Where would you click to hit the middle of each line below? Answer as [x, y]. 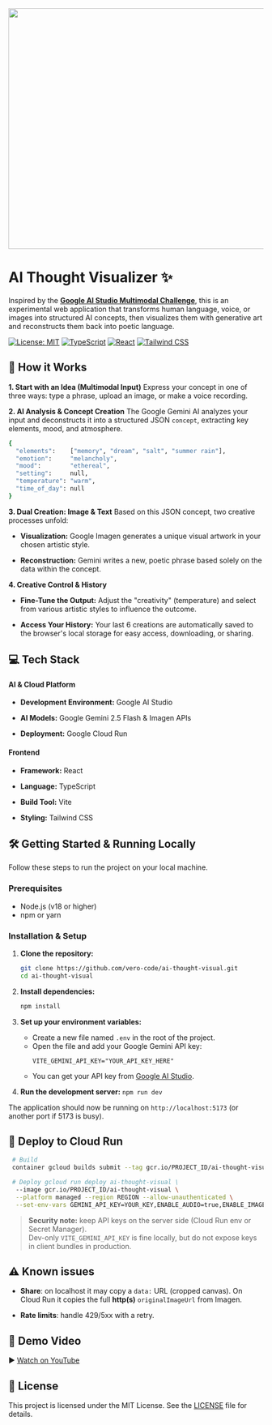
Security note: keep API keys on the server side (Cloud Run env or [140, 1220]
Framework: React [51, 770]
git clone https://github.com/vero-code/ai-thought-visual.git [129, 968]
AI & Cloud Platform [42, 684]
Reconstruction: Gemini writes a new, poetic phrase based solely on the [141, 560]
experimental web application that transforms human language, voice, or [130, 309]
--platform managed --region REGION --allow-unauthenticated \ [124, 1197]
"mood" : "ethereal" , [63, 466]
